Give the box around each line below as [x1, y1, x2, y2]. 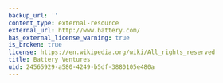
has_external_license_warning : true [8, 33, 130, 42]
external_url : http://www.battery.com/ [8, 26, 141, 34]
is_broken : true [8, 41, 62, 49]
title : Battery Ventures [8, 56, 91, 64]
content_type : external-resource [8, 19, 119, 27]
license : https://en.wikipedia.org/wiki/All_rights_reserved [8, 48, 216, 56]
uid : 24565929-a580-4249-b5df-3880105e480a [8, 63, 155, 71]
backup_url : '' [8, 11, 59, 20]
